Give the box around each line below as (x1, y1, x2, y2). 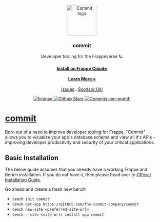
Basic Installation (5, 154, 59, 162)
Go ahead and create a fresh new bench (5, 186, 86, 192)
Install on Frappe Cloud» (57, 66, 107, 72)
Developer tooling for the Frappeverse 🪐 (40, 54, 123, 60)
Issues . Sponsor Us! (61, 86, 103, 92)
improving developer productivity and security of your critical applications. (5, 140, 155, 145)
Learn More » (68, 76, 96, 82)
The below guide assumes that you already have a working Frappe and (5, 166, 148, 173)
